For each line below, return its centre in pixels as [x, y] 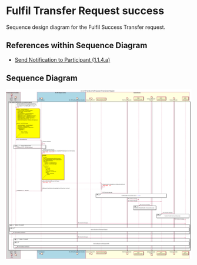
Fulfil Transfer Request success [85, 11]
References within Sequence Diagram [77, 46]
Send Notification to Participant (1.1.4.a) [62, 59]
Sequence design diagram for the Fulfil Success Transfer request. [86, 27]
